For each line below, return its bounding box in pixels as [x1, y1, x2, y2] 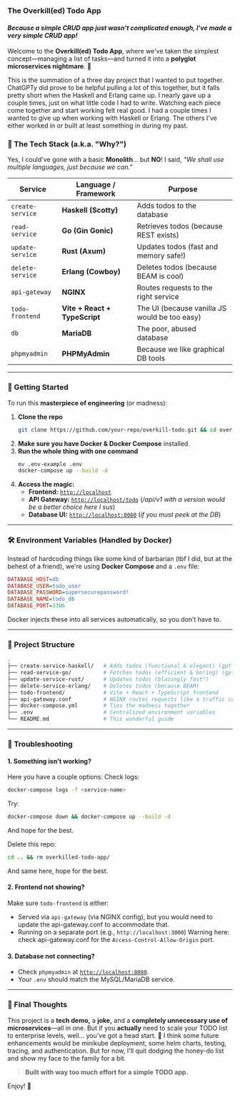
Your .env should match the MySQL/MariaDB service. [17, 975, 175, 984]
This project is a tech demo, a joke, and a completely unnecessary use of [7, 1016, 229, 1024]
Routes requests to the [136, 283, 213, 293]
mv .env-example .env [17, 460, 82, 467]
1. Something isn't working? [7, 757, 91, 765]
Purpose [168, 184, 198, 194]
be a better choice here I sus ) [28, 502, 116, 512]
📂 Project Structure [7, 640, 75, 649]
